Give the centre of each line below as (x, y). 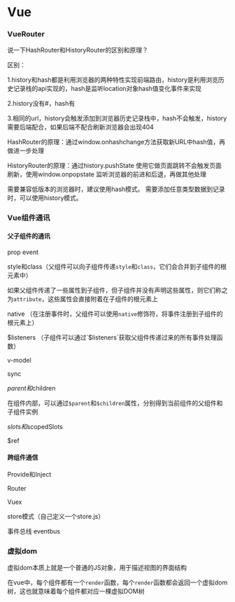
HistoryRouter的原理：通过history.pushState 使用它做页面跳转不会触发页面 (115, 166)
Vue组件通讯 (29, 218)
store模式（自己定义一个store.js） (56, 516)
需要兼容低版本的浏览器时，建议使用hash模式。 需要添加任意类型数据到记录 (116, 189)
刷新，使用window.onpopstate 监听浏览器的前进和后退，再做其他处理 (107, 174)
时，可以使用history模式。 (45, 198)
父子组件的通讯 (29, 236)
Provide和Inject (29, 474)
